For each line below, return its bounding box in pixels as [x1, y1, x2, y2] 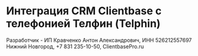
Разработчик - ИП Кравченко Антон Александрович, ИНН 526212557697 [6, 36, 192, 43]
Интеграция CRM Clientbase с [6, 4, 162, 18]
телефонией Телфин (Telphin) [6, 17, 161, 30]
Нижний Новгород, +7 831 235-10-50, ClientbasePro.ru [6, 43, 144, 50]
